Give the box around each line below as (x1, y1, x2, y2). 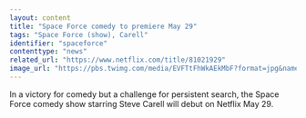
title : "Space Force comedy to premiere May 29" (9, 22, 198, 31)
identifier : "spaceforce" (9, 38, 107, 48)
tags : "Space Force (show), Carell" (9, 30, 148, 39)
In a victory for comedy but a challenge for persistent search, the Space (9, 88, 280, 100)
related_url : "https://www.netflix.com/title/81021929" (9, 55, 226, 64)
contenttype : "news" (9, 47, 88, 56)
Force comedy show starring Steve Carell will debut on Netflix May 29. (9, 98, 274, 109)
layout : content (9, 13, 71, 23)
